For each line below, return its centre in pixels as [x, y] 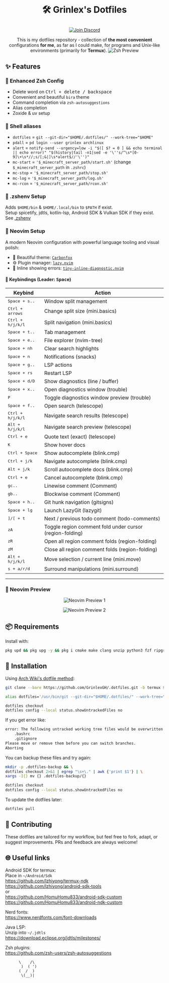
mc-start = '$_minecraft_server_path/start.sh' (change [72, 162]
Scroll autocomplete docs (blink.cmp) [89, 469]
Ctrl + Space [23, 453]
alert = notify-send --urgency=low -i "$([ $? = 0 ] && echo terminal [87, 148]
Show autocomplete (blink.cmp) [82, 453]
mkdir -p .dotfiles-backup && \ [39, 767]
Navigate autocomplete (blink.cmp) [86, 461]
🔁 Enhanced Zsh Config [34, 81]
